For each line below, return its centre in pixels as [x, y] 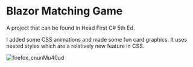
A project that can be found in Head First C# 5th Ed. [71, 28]
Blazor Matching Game [65, 11]
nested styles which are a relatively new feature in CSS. [75, 46]
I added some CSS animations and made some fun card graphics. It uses [97, 39]
